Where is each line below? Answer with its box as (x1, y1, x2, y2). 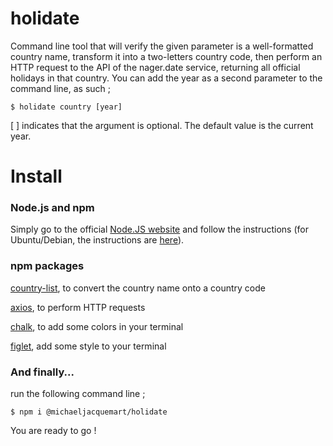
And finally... (10, 365, 75, 379)
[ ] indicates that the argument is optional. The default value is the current (10, 119, 314, 131)
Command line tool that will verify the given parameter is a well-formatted (10, 40, 314, 52)
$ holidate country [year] (10, 102, 123, 112)
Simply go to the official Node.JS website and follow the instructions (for (10, 223, 309, 236)
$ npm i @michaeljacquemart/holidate (10, 407, 168, 417)
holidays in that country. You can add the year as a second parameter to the (10, 72, 323, 84)
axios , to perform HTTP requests (10, 301, 146, 313)
